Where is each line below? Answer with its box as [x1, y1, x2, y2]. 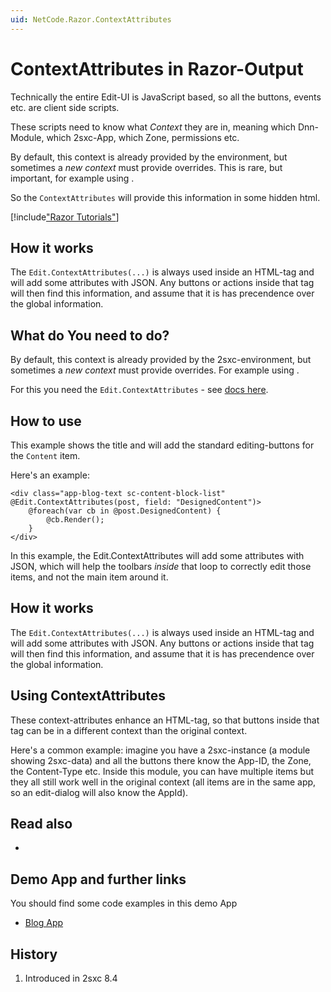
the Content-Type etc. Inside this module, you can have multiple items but [10, 765, 315, 777]
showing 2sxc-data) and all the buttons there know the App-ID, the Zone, [10, 754, 312, 766]
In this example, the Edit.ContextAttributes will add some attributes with [10, 550, 305, 561]
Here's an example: [10, 469, 90, 481]
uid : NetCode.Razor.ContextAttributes [10, 14, 172, 25]
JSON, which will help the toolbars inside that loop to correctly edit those [10, 561, 312, 572]
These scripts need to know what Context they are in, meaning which [10, 121, 297, 133]
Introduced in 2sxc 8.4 [24, 972, 118, 985]
